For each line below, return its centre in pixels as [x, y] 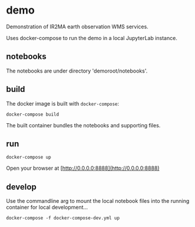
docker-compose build [33, 114]
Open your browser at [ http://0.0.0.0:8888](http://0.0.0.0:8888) [83, 168]
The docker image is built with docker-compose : [63, 103]
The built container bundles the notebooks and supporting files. [83, 125]
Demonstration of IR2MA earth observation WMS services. [77, 27]
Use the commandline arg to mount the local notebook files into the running [98, 201]
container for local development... [47, 208]
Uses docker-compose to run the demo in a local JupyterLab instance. [92, 38]
